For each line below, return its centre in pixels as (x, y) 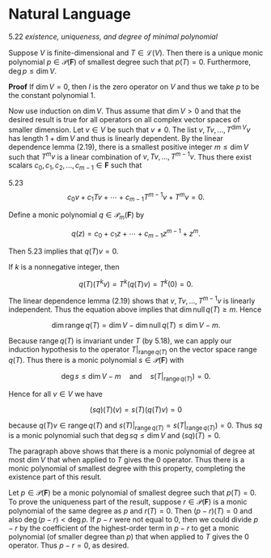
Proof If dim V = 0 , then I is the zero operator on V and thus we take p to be (134, 87)
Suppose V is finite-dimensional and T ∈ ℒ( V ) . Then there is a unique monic (136, 53)
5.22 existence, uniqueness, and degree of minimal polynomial (113, 36)
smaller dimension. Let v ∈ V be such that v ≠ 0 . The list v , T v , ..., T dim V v (129, 129)
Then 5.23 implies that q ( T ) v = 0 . (64, 251)
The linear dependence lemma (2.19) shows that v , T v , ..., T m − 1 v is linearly (132, 300)
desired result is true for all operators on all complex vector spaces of (124, 119)
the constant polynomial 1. (52, 95)
